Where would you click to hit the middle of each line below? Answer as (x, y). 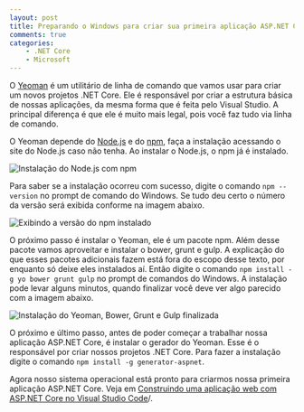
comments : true (38, 34)
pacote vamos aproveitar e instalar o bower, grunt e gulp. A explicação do (147, 250)
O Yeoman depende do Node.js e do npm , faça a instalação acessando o (145, 141)
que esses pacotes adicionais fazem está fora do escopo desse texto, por (147, 259)
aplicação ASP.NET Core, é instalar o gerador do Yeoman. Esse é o (134, 342)
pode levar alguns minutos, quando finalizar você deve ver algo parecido (145, 288)
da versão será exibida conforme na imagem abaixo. (107, 205)
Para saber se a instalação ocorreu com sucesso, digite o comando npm (142, 186)
